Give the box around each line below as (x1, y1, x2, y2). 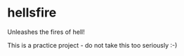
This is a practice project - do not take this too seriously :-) (7, 41, 178, 49)
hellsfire (7, 5, 57, 21)
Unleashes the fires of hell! (7, 28, 86, 36)
